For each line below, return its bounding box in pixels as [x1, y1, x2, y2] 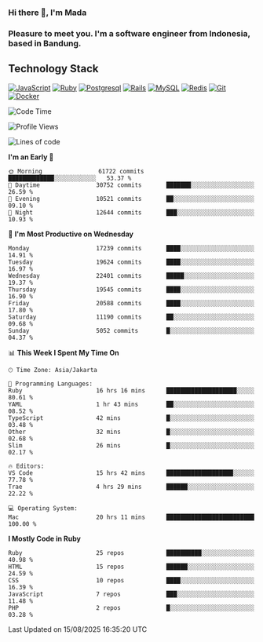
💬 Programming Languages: [8, 380, 93, 388]
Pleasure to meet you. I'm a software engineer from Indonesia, [8, 27, 250, 38]
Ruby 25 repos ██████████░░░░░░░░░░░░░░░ [8, 549, 255, 556]
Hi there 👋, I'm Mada [8, 7, 87, 18]
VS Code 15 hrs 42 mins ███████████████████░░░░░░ [8, 469, 255, 477]
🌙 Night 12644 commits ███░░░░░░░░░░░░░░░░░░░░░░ [8, 208, 255, 217]
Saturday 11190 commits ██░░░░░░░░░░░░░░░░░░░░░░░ [8, 313, 255, 321]
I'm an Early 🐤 [8, 152, 54, 162]
